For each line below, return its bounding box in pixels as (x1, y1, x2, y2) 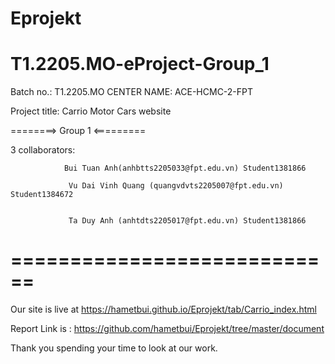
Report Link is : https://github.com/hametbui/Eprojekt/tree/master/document (10, 323, 325, 335)
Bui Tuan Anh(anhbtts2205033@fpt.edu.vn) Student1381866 (63, 163, 307, 174)
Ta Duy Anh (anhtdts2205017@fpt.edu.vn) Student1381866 (68, 216, 307, 226)
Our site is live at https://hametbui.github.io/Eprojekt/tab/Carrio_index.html (10, 303, 317, 316)
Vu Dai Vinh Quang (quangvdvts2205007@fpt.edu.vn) (68, 181, 284, 191)
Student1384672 (10, 190, 74, 200)
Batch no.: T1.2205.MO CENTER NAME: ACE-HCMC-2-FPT (10, 86, 254, 98)
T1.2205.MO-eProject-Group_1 (10, 53, 270, 76)
